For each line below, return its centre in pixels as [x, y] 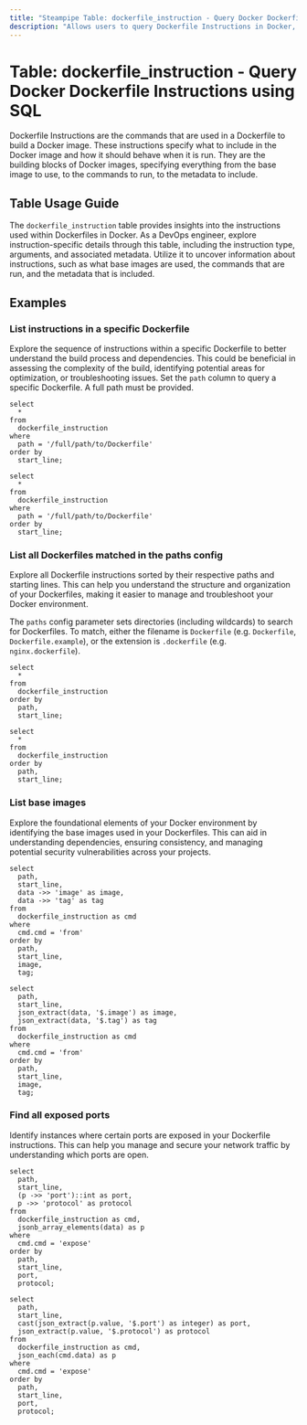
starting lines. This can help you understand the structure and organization [150, 585]
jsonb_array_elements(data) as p [81, 1227]
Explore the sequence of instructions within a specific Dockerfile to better [148, 348]
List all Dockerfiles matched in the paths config [116, 555]
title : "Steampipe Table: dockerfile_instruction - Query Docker [136, 18]
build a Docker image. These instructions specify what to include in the [143, 145]
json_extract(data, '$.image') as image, [98, 1012]
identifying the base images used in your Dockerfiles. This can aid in [138, 832]
